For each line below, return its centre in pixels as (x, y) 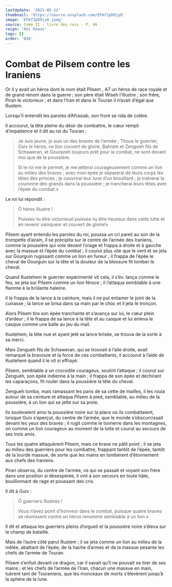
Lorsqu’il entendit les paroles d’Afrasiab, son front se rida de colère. (77, 116)
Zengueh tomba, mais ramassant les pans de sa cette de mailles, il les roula (85, 391)
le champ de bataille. (27, 532)
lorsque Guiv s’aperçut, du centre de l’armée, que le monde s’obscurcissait (84, 418)
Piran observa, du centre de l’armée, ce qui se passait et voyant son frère (83, 470)
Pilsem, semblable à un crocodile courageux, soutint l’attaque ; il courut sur (85, 370)
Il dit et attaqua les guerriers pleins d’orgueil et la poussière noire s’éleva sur (86, 526)
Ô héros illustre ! (35, 209)
